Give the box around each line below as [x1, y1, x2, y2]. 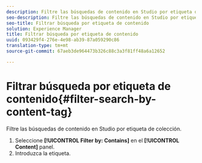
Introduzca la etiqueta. [14, 149, 71, 157]
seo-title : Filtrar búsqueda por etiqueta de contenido [6, 20, 149, 26]
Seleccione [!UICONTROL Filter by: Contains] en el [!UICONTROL [14, 136, 180, 144]
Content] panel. [14, 143, 55, 150]
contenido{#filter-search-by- [6, 92, 156, 106]
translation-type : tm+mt [6, 43, 69, 49]
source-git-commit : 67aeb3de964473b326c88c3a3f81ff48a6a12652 [6, 48, 165, 54]
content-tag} [6, 105, 73, 118]
